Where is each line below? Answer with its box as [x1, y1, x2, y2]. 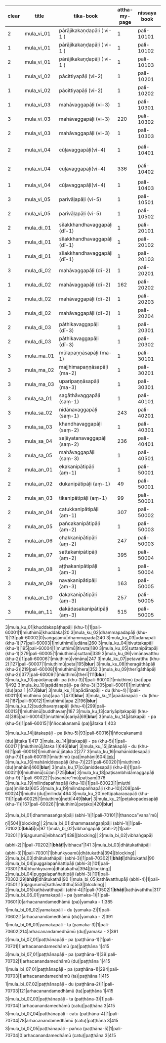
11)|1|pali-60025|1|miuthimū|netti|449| [5, 796, 83, 802]
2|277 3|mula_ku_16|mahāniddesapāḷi [74, 749, 150, 754]
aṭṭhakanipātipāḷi [59, 563, 98, 569]
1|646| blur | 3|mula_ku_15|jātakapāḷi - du [55, 743, 137, 749]
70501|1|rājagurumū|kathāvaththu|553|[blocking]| [5, 882, 106, 887]
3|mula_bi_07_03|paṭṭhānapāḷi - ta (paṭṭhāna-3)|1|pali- [5, 996, 114, 1001]
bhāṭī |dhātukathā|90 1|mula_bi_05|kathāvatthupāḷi [26, 876, 128, 882]
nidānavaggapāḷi [59, 406, 97, 413]
